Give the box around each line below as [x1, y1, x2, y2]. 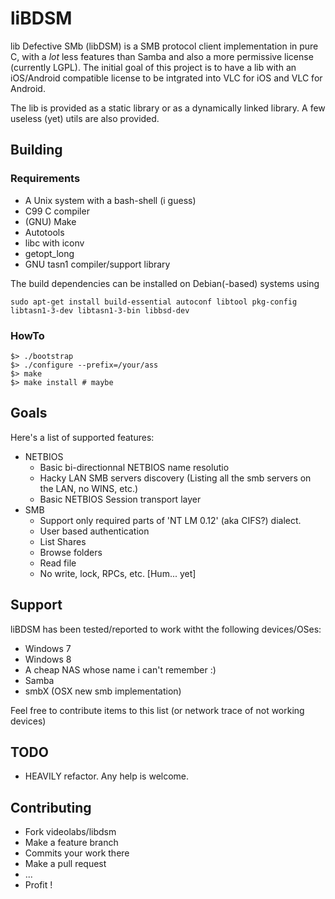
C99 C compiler [24, 205, 90, 217]
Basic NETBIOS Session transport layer [39, 493, 202, 505]
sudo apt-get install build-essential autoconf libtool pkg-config [10, 297, 298, 307]
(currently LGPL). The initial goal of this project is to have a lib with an [10, 61, 297, 73]
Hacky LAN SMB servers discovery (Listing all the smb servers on [39, 472, 312, 484]
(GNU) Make [24, 215, 77, 227]
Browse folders [39, 546, 103, 558]
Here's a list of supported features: [10, 431, 155, 443]
